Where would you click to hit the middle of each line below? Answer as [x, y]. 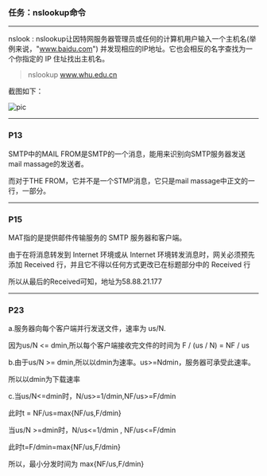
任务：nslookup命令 [47, 12]
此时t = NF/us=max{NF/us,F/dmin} [65, 413]
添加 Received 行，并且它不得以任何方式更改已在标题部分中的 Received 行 [130, 264]
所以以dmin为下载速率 [44, 380]
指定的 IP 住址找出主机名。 [66, 59]
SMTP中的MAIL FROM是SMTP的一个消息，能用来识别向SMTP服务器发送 [127, 154]
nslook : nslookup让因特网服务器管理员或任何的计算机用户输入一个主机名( [129, 39]
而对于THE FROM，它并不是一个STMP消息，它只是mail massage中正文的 [128, 180]
